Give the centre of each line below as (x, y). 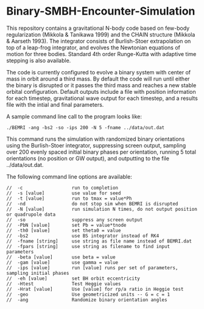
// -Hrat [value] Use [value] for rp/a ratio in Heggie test (95, 289)
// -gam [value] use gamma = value (62, 262)
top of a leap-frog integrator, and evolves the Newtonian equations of (93, 48)
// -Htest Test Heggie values (64, 284)
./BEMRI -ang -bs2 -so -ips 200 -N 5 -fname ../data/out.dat (86, 127)
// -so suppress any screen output (75, 220)
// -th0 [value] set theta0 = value (64, 230)
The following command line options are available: (69, 176)
